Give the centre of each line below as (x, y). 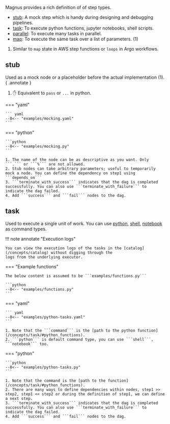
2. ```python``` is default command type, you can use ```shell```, (79, 339)
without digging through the (82, 252)
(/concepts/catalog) (27, 252)
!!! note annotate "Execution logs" (40, 239)
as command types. (26, 229)
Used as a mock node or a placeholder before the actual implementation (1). (85, 77)
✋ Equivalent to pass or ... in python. (52, 93)
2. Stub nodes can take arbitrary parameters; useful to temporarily (81, 169)
